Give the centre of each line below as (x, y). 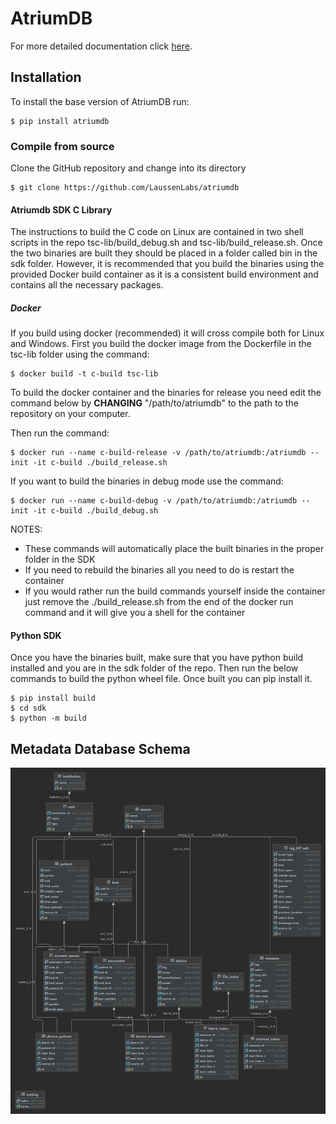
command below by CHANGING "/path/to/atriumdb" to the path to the (154, 403)
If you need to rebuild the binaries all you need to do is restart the (159, 570)
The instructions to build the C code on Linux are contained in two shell (157, 232)
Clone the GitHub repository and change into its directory (128, 168)
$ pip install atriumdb (60, 121)
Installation (46, 77)
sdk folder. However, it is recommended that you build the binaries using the (167, 264)
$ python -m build (48, 718)
